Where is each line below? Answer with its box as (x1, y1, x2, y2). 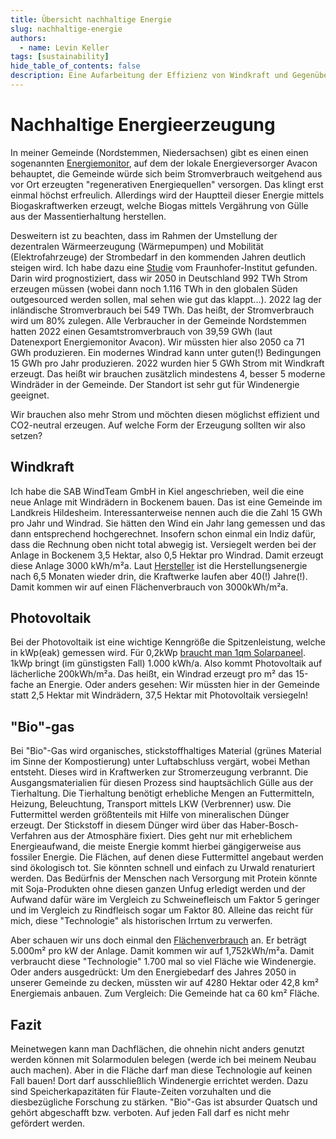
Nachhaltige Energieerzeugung (10, 114, 276, 136)
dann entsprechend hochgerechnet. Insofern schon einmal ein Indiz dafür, (10, 527, 317, 540)
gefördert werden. (10, 1117, 86, 1130)
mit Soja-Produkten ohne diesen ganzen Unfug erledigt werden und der (10, 883, 306, 895)
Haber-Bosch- (239, 819, 299, 831)
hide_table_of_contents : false (10, 61, 141, 71)
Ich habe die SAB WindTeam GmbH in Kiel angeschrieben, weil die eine (10, 485, 305, 497)
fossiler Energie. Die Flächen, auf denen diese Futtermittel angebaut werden (10, 851, 324, 863)
